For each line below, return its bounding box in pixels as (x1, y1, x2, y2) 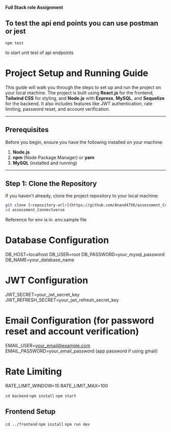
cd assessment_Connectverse (5, 208, 65, 213)
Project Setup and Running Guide (5, 67, 149, 79)
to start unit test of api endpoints (5, 49, 74, 56)
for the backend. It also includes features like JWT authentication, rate (5, 100, 153, 107)
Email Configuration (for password (5, 315, 154, 326)
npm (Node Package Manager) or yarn (12, 154, 95, 160)
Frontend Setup (5, 408, 56, 416)
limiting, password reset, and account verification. (5, 106, 110, 112)
